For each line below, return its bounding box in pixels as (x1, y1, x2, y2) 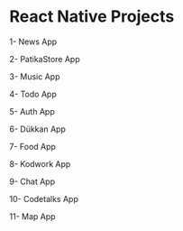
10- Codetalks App (9, 193, 78, 204)
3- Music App (9, 70, 60, 82)
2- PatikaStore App (9, 53, 80, 64)
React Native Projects (9, 6, 175, 27)
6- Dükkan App (9, 124, 66, 134)
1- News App (9, 36, 58, 47)
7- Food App (9, 141, 57, 152)
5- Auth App (9, 106, 56, 116)
